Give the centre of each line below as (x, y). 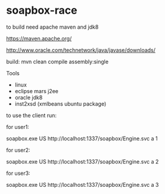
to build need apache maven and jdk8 (52, 27)
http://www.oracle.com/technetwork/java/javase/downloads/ (81, 50)
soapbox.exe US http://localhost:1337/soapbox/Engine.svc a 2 (82, 161)
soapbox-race (42, 10)
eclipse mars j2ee (36, 91)
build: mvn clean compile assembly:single (57, 61)
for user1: (18, 127)
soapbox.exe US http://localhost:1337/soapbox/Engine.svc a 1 (82, 138)
